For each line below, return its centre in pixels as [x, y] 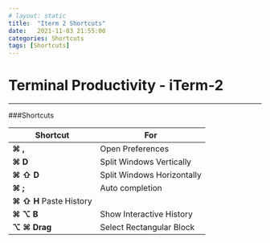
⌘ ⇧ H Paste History [52, 201]
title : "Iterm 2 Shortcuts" [57, 23]
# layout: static [37, 16]
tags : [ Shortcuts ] [39, 46]
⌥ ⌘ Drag [32, 228]
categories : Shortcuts [46, 38]
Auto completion [131, 188]
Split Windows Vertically [145, 162]
